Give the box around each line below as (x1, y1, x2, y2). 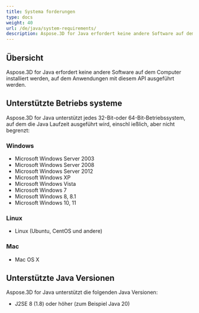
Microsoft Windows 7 (14, 186, 67, 194)
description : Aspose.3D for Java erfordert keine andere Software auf (6, 31, 184, 37)
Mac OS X (14, 256, 40, 263)
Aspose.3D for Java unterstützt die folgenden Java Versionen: (6, 289, 158, 296)
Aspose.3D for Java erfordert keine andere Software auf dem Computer (6, 68, 182, 75)
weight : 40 (6, 20, 33, 26)
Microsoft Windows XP (14, 174, 71, 181)
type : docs (6, 14, 33, 20)
